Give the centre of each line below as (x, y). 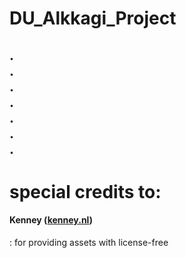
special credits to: (85, 191)
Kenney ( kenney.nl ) (51, 220)
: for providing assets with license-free (89, 242)
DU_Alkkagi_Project (93, 18)
